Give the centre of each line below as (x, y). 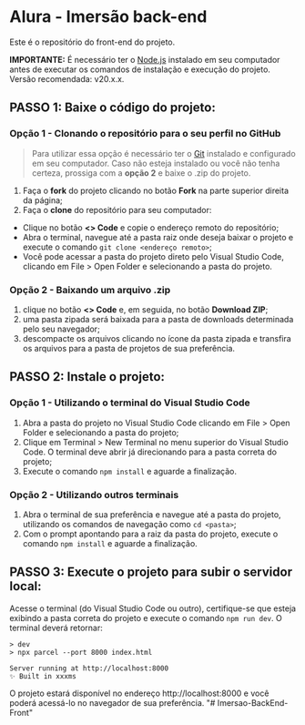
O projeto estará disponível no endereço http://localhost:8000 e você (139, 693)
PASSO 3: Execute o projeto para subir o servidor (151, 572)
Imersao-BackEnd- (253, 702)
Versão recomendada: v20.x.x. (67, 78)
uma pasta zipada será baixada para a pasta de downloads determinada (158, 319)
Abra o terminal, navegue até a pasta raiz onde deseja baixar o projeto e (158, 237)
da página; (43, 200)
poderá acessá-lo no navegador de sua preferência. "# (112, 702)
